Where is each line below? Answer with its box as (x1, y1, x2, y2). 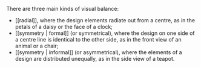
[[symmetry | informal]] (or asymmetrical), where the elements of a (15, 49, 183, 56)
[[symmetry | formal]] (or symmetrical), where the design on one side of (15, 29, 195, 37)
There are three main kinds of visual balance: (6, 5, 119, 12)
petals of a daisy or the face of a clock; (15, 23, 113, 30)
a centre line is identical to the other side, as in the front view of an (15, 36, 182, 43)
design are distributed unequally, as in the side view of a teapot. (15, 55, 175, 62)
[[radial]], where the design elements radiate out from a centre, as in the (15, 17, 196, 23)
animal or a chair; (15, 42, 59, 49)
